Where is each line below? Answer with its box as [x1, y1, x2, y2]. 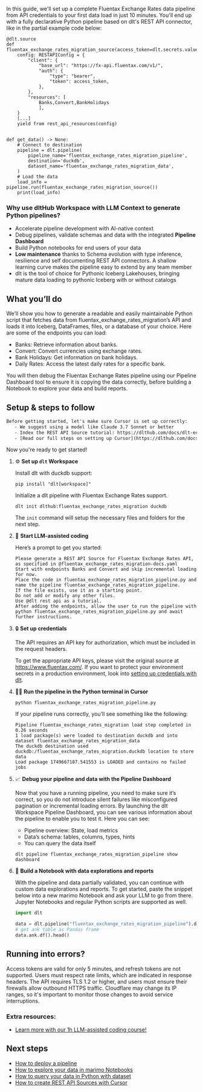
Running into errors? [6, 949, 86, 960]
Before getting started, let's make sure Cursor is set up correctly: [6, 418, 188, 424]
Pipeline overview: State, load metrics [24, 827, 118, 834]
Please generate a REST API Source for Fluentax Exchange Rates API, [14, 556, 195, 562]
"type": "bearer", [49, 73, 96, 79]
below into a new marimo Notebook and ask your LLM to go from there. [14, 892, 193, 899]
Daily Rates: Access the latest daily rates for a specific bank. [14, 360, 166, 368]
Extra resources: [6, 1012, 56, 1021]
